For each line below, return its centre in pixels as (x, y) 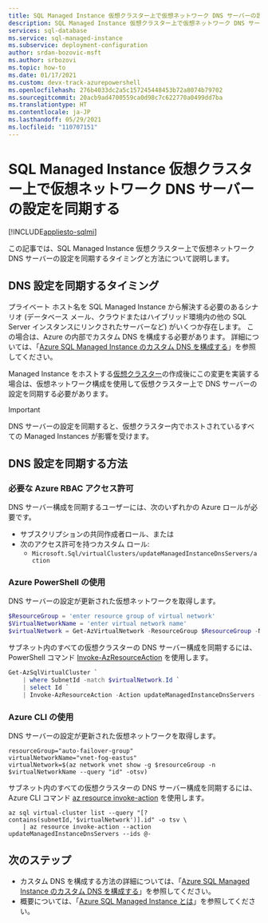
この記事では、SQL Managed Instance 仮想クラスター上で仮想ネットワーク (132, 248)
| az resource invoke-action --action (87, 827)
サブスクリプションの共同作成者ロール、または (97, 534)
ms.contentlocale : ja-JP (49, 113)
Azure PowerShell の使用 (57, 583)
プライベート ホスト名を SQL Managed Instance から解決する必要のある (126, 306)
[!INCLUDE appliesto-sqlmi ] (53, 232)
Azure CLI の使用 (41, 717)
